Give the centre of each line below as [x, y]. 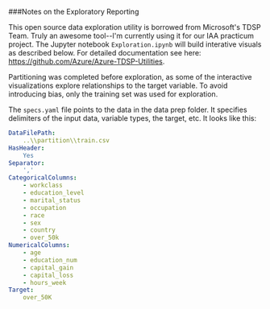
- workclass [43, 185]
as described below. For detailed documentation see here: [105, 53]
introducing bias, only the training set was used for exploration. [113, 94]
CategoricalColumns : [43, 178]
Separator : [27, 163]
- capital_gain [48, 268]
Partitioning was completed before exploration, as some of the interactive [130, 77]
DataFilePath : [32, 133]
